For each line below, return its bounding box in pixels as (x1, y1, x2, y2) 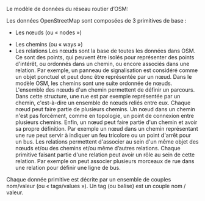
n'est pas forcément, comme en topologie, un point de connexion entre (15, 112, 194, 119)
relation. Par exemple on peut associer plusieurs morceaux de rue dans (15, 158, 195, 164)
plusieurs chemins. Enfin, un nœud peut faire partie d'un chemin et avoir (15, 119, 198, 126)
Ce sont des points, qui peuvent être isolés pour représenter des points (15, 54, 195, 60)
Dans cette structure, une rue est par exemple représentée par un (15, 93, 181, 100)
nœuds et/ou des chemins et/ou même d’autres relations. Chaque (15, 145, 181, 152)
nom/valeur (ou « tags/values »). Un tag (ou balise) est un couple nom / (6, 183, 186, 189)
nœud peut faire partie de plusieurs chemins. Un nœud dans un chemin (15, 106, 195, 112)
